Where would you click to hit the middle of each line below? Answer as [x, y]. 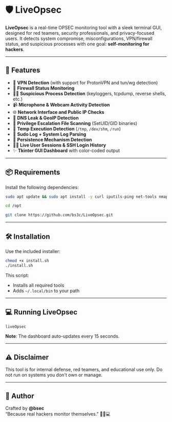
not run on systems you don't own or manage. [54, 375]
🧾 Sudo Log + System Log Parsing [49, 134]
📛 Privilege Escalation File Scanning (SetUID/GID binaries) [75, 123]
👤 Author [20, 396]
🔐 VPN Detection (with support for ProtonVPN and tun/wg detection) [85, 82]
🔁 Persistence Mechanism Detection [52, 139]
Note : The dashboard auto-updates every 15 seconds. [62, 336]
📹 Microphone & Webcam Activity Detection [61, 104]
